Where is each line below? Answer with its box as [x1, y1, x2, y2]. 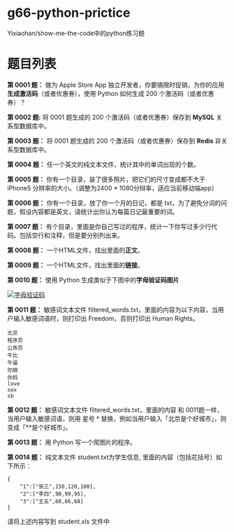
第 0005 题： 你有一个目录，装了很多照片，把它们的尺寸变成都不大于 [7, 175, 206, 183]
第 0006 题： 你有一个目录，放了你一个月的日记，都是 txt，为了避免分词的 [7, 198, 221, 207]
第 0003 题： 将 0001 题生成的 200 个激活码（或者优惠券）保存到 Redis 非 [7, 136, 221, 145]
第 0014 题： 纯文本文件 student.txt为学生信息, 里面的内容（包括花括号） [7, 453, 217, 461]
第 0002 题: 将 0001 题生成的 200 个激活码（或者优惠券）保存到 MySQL [7, 113, 215, 121]
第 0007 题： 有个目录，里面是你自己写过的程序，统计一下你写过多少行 [7, 222, 212, 230]
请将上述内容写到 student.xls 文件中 [7, 517, 110, 526]
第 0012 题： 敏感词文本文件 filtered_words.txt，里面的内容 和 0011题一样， [7, 405, 224, 414]
